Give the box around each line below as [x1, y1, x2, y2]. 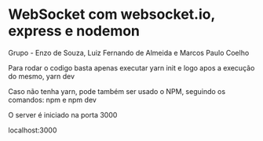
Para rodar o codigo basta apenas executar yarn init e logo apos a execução [8, 63, 255, 72]
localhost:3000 [8, 125, 57, 135]
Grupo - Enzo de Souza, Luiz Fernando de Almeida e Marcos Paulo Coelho [8, 48, 250, 57]
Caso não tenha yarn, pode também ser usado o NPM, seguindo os [8, 86, 226, 96]
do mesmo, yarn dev [8, 71, 75, 81]
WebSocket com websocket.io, [8, 5, 216, 23]
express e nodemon [8, 22, 140, 40]
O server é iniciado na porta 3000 [8, 110, 118, 119]
